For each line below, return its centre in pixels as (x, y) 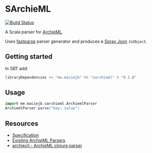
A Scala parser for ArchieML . (34, 32)
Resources (22, 124)
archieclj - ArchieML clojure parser (47, 145)
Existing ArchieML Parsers (39, 140)
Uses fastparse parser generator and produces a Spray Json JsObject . (76, 41)
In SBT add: (17, 68)
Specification (25, 135)
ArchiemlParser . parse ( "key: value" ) (42, 108)
